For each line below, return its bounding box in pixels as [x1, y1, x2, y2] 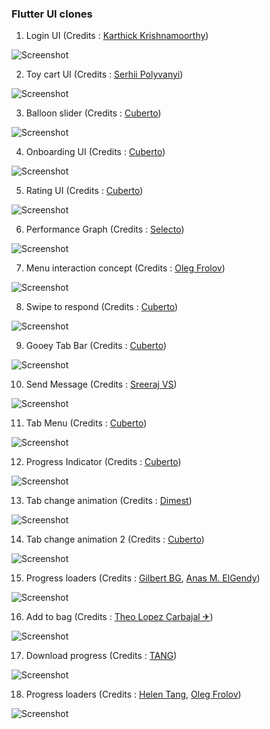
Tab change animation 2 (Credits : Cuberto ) [25, 533, 205, 546]
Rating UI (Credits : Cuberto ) [25, 185, 144, 197]
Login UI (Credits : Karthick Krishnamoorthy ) [25, 30, 209, 42]
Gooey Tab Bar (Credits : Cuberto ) [25, 340, 168, 352]
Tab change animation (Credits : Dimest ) [25, 495, 193, 507]
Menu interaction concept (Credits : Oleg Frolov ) [25, 262, 226, 274]
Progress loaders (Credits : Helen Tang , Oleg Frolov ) [25, 688, 242, 701]
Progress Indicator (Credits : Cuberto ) [25, 456, 182, 468]
